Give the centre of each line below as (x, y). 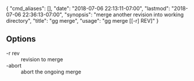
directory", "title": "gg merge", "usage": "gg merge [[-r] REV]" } (82, 21)
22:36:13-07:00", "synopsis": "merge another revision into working (103, 15)
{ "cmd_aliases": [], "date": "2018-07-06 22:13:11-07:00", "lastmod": (88, 8)
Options (21, 39)
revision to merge (42, 59)
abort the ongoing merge (51, 72)
